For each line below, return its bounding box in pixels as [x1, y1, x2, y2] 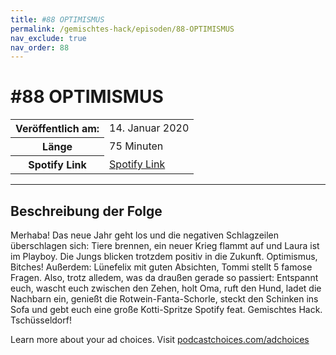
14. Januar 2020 [109, 121, 190, 135]
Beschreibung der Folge [10, 202, 163, 220]
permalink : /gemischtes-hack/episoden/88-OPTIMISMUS [10, 24, 235, 34]
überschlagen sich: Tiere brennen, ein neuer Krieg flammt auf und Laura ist [10, 240, 320, 251]
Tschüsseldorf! [10, 314, 72, 326]
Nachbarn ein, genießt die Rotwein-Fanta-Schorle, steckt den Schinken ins [10, 293, 319, 305]
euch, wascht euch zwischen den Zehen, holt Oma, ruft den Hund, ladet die [10, 282, 322, 294]
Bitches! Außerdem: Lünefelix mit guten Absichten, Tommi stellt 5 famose [10, 261, 313, 273]
